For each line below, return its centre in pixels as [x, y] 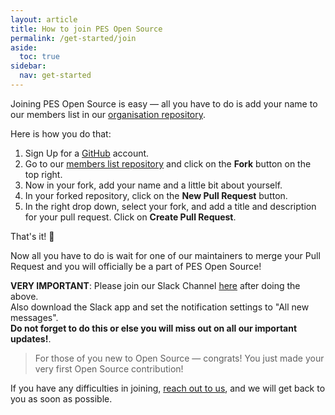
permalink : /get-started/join [73, 38]
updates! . [31, 338]
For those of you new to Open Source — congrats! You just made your [179, 358]
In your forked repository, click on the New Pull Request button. [156, 195]
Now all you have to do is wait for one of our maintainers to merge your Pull [165, 255]
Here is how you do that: [61, 133]
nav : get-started [55, 76]
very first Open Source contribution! [109, 368]
